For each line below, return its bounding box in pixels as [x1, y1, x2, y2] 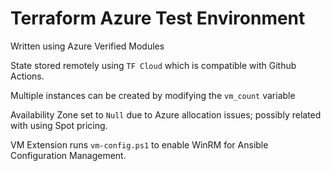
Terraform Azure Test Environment [10, 7, 306, 30]
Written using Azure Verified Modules [10, 40, 165, 52]
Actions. [10, 70, 45, 82]
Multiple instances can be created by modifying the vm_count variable [10, 89, 296, 101]
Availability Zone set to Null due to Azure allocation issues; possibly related [10, 108, 322, 121]
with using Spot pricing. [10, 119, 108, 131]
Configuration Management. [10, 149, 127, 161]
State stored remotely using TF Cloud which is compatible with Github [10, 59, 297, 71]
